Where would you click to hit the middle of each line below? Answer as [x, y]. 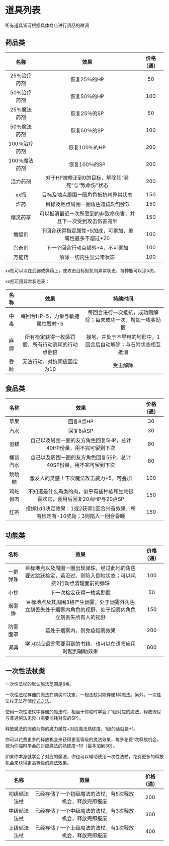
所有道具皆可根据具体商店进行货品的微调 [47, 25]
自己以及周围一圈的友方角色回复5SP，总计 [81, 457]
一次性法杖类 [25, 671]
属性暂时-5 [50, 323]
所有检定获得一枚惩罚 [50, 337]
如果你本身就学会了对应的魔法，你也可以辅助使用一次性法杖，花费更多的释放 [84, 757]
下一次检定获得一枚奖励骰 [80, 593]
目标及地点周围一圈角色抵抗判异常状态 [87, 195]
